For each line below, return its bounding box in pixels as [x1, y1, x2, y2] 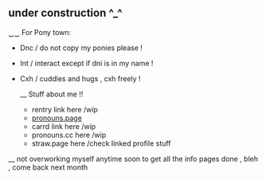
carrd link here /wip [31, 121, 96, 131]
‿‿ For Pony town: [8, 27, 72, 37]
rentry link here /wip [31, 104, 98, 114]
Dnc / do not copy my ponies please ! [19, 43, 143, 53]
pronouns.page [31, 113, 82, 123]
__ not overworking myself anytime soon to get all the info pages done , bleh [8, 154, 259, 163]
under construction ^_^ [8, 6, 123, 20]
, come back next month [8, 162, 88, 172]
